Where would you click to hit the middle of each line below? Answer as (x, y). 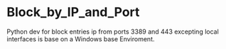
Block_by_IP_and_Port (73, 12)
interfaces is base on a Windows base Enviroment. (81, 38)
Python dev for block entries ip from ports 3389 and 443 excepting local (113, 31)
